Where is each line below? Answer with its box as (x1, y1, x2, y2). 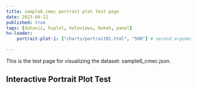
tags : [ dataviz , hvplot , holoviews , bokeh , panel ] (6, 25, 133, 31)
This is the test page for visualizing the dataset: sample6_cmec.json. (6, 57, 171, 65)
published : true (6, 19, 46, 25)
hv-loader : (6, 31, 33, 36)
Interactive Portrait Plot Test (6, 75, 111, 84)
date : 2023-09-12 (6, 14, 49, 20)
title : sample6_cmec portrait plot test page (6, 8, 119, 15)
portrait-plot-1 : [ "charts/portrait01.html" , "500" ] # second (16, 36, 172, 42)
